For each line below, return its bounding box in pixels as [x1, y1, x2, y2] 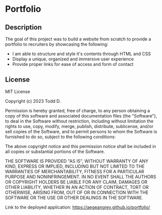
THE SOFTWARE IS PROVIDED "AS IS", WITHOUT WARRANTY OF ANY [5, 158, 149, 164]
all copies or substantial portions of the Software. [5, 149, 105, 154]
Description [5, 23, 42, 31]
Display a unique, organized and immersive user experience [12, 56, 134, 62]
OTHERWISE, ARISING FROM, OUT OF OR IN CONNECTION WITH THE [5, 189, 149, 195]
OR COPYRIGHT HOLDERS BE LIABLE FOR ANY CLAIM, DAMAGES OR [5, 179, 148, 185]
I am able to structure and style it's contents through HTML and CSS [12, 51, 151, 57]
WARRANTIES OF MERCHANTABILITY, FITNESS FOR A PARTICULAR [5, 168, 144, 174]
